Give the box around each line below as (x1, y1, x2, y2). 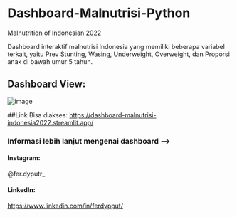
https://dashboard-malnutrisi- (69, 110, 157, 119)
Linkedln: (7, 186, 36, 194)
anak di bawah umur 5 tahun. (7, 57, 93, 65)
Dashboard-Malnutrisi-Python (7, 5, 191, 21)
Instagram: (7, 154, 41, 162)
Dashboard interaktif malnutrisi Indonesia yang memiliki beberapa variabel (7, 42, 226, 51)
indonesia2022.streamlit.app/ (7, 118, 94, 127)
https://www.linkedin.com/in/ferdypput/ (7, 201, 123, 211)
